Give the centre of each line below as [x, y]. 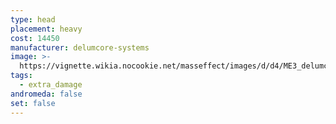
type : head [33, 19]
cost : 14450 [35, 38]
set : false [33, 103]
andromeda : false [46, 94]
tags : [21, 76]
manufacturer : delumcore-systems [80, 47]
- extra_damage [51, 85]
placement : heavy [46, 29]
